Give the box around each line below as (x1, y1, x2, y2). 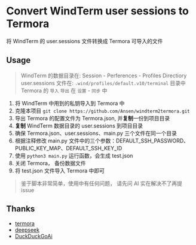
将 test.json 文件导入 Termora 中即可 (14, 167, 105, 174)
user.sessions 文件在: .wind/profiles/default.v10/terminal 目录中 (20, 79, 186, 86)
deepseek (14, 226, 40, 233)
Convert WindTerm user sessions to (6, 4, 189, 18)
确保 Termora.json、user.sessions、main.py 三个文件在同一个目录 (14, 129, 177, 137)
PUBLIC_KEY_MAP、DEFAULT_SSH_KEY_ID (14, 144, 122, 152)
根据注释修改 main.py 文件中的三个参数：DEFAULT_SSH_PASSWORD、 (14, 137, 189, 144)
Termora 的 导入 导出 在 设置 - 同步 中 (20, 87, 108, 94)
